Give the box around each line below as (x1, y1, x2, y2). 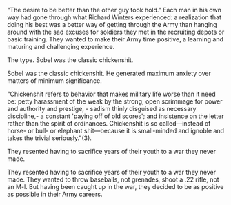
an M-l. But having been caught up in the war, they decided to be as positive (7, 183, 224, 191)
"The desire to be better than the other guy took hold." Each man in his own (7, 6, 222, 14)
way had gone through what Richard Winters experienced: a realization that (7, 13, 222, 21)
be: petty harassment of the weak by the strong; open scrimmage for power (7, 97, 223, 106)
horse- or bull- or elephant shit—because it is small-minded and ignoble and (7, 127, 225, 135)
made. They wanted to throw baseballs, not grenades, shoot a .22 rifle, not (7, 175, 219, 184)
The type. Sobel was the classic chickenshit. (7, 56, 134, 64)
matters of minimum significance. (7, 77, 102, 85)
